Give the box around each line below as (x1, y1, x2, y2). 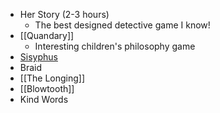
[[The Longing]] (19, 72, 86, 84)
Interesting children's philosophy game (34, 40, 196, 52)
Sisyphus (19, 51, 58, 63)
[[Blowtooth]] (19, 83, 75, 94)
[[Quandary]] (19, 30, 75, 41)
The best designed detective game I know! (34, 19, 211, 31)
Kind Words (19, 94, 69, 105)
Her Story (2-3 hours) (19, 9, 110, 20)
